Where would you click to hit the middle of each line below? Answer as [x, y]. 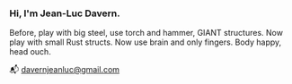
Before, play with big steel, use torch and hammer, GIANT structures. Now [146, 33]
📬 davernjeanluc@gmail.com [64, 70]
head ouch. [30, 52]
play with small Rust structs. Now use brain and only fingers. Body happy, [146, 42]
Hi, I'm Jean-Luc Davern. [65, 13]
